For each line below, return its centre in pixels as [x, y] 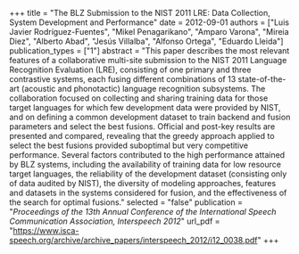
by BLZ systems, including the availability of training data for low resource [145, 164]
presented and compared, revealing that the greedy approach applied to [142, 136]
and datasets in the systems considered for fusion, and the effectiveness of [148, 193]
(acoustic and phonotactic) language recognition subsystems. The [143, 89]
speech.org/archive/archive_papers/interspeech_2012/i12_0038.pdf [133, 240]
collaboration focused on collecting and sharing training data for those [139, 98]
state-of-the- [262, 79]
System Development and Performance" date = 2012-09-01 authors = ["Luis [149, 22]
